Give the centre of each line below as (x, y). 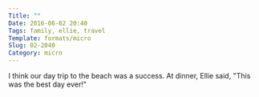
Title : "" (25, 16)
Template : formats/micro (50, 38)
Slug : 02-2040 (32, 46)
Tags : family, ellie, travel (57, 30)
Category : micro (35, 53)
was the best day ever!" (47, 84)
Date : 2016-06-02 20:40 (48, 23)
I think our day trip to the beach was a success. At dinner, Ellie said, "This (129, 76)
